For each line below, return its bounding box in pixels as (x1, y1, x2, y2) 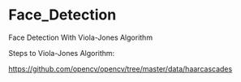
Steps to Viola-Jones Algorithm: (8, 48, 115, 58)
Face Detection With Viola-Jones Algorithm (8, 32, 153, 42)
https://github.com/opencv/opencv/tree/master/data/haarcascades (8, 63, 233, 74)
